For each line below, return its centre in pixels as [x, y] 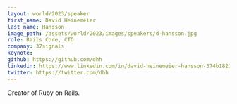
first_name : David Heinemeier [52, 20]
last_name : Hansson [36, 27]
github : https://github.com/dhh [55, 60]
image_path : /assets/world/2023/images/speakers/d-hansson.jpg [102, 33]
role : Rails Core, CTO [41, 40]
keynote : [20, 53]
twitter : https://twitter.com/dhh [58, 72]
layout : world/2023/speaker [49, 14]
